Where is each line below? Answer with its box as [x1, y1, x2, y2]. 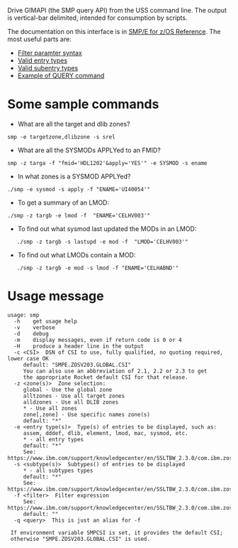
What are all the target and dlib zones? [17, 119, 131, 128]
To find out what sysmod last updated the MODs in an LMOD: [17, 224, 197, 233]
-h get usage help [13, 318, 78, 325]
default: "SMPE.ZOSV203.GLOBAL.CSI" [23, 361, 132, 368]
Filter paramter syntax [17, 49, 83, 57]
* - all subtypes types [23, 467, 93, 474]
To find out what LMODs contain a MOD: [17, 250, 136, 259]
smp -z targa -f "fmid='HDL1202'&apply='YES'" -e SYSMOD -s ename [7, 159, 208, 166]
